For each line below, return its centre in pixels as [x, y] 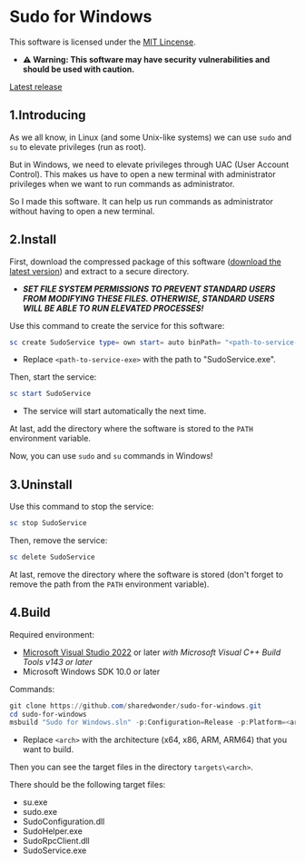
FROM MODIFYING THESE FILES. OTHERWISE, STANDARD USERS [148, 298]
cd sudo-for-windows [49, 714]
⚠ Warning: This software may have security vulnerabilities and [146, 59]
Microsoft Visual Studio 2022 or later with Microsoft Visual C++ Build [152, 652]
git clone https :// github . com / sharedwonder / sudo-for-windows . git [135, 706]
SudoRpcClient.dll [56, 841]
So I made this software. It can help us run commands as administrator [142, 201]
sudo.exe [39, 812]
